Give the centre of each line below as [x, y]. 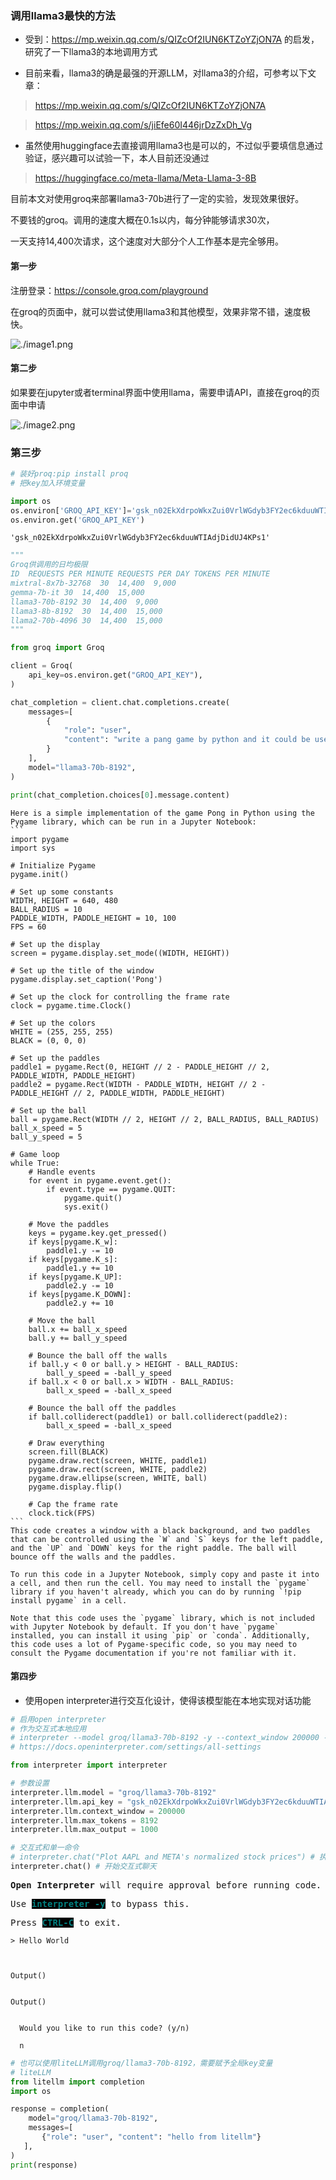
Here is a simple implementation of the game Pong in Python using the [162, 813]
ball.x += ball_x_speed [78, 1329]
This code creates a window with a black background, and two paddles [160, 1530]
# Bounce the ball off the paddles [102, 1408]
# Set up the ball [48, 1110]
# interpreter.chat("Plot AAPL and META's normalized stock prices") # [162, 1857]
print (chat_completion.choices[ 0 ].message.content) [120, 795]
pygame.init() [40, 874]
